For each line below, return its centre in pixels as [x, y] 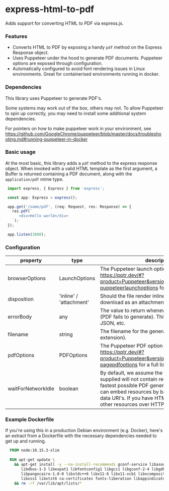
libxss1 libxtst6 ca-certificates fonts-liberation [76, 478]
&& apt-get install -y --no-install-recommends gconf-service [81, 465]
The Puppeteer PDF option [131, 346]
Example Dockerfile [30, 419]
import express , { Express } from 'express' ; [56, 188]
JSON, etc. [113, 323]
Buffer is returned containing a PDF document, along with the [69, 174]
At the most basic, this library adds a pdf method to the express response [81, 163]
